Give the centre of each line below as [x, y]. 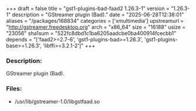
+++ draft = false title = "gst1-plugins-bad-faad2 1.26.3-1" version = [88, 8]
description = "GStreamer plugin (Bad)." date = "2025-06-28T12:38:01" [98, 15]
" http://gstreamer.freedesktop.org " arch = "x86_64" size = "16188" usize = [96, 27]
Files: [14, 89]
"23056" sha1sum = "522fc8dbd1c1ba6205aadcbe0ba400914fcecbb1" [91, 33]
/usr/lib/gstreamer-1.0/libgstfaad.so [57, 101]
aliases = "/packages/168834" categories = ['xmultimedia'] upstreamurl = [95, 21]
